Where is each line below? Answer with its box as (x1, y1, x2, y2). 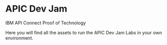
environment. (5, 35, 33, 41)
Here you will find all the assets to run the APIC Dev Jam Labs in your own (5, 29, 162, 35)
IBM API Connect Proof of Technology (5, 20, 86, 26)
